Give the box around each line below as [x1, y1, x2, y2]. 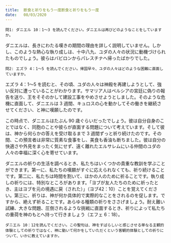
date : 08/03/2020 [5, 12, 47, 17]
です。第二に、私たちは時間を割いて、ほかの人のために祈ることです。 [5, 173, 151, 179]
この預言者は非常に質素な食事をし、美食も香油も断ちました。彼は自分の [14, 136, 166, 143]
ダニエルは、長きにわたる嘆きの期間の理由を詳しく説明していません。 [5, 42, 153, 48]
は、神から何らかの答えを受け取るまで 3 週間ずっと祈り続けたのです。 [5, 130, 153, 136]
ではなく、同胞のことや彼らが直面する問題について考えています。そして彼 [9, 124, 165, 130]
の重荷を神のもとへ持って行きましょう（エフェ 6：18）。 [5, 211, 123, 217]
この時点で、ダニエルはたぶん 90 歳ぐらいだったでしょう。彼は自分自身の [5, 117, 160, 124]
